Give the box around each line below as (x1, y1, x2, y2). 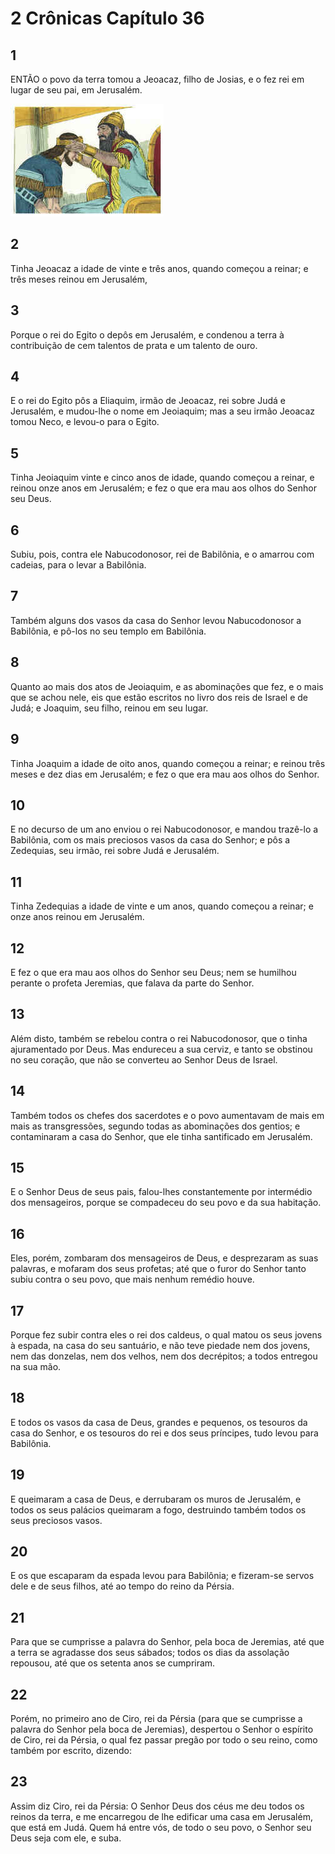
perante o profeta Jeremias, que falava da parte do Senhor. (10, 977, 255, 989)
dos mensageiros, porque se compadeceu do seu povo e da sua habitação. (10, 1197, 322, 1209)
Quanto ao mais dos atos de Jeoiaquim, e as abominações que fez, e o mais (10, 680, 324, 692)
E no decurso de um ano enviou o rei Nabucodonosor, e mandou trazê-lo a (10, 823, 319, 836)
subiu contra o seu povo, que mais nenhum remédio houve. (10, 1273, 255, 1286)
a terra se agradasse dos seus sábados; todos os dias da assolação (10, 1647, 290, 1659)
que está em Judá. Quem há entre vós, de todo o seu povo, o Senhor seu (10, 1821, 312, 1833)
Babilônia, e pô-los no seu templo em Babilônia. (10, 625, 207, 637)
